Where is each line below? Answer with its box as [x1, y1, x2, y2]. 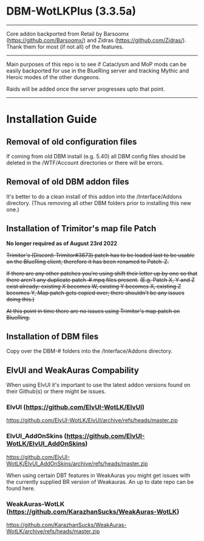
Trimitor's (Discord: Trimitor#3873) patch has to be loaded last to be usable [6, 251, 195, 259]
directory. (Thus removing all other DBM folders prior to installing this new [6, 199, 191, 206]
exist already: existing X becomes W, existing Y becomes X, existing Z [6, 282, 182, 290]
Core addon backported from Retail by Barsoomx [6, 30, 129, 37]
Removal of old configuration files [6, 136, 137, 147]
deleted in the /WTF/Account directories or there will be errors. [6, 159, 164, 166]
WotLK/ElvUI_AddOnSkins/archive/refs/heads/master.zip [6, 459, 148, 467]
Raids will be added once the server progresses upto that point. [6, 85, 165, 92]
